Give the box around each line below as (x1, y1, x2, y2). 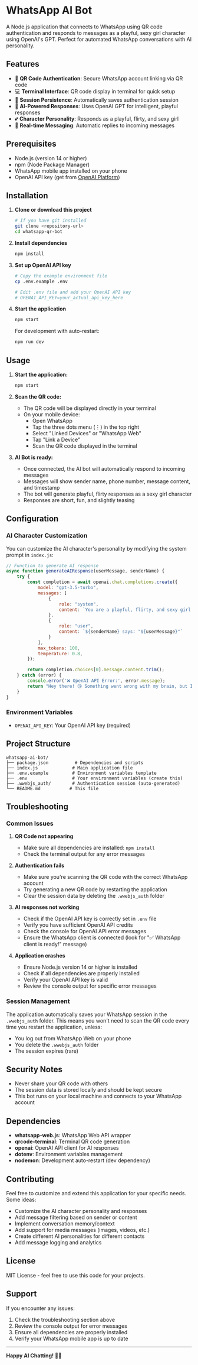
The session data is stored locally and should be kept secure (14, 1086, 162, 1094)
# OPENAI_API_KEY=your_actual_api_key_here (14, 295, 124, 300)
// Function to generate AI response (6, 562, 99, 568)
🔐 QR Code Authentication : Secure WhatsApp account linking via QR (14, 75, 183, 82)
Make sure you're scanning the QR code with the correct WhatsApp (23, 874, 188, 881)
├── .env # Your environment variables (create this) (6, 775, 183, 781)
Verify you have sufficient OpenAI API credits (23, 921, 133, 929)
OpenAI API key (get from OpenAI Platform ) (14, 173, 120, 180)
